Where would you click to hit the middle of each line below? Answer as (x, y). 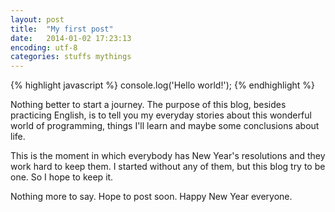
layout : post (37, 19)
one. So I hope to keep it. (62, 177)
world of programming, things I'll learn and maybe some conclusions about (165, 126)
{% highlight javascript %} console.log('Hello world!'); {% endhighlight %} (162, 85)
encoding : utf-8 (44, 47)
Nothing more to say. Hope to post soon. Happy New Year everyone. (151, 197)
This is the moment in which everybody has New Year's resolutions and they (168, 156)
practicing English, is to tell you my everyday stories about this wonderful (161, 115)
